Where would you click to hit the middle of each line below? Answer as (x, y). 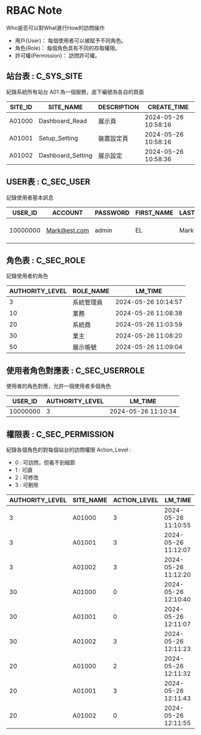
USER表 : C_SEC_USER (48, 182)
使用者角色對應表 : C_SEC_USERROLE (76, 370)
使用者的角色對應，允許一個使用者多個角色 (59, 386)
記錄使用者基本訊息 (30, 197)
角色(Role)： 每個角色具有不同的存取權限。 (68, 48)
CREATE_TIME (168, 107)
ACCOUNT (68, 212)
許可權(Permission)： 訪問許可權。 (57, 55)
